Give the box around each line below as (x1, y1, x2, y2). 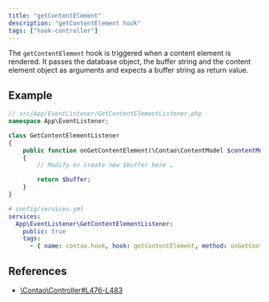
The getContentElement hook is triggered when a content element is (8, 49, 231, 58)
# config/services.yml (8, 205, 84, 213)
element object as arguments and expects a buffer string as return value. (8, 66, 249, 75)
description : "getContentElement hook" (8, 19, 142, 27)
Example (8, 89, 53, 102)
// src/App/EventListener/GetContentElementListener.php (8, 109, 203, 118)
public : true (22, 227, 66, 236)
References (8, 264, 67, 278)
